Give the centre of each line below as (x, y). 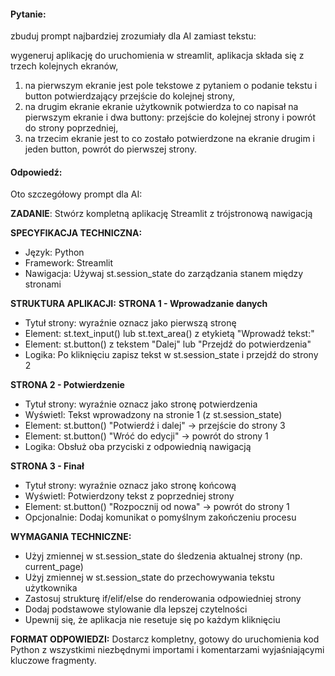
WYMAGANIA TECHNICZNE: (71, 537)
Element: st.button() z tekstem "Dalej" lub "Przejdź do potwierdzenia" (168, 344)
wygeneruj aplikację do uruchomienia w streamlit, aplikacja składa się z (157, 56)
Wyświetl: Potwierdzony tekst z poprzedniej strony (129, 496)
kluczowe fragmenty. (53, 661)
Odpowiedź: (36, 172)
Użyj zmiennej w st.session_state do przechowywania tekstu (149, 577)
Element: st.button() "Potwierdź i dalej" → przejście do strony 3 (155, 426)
